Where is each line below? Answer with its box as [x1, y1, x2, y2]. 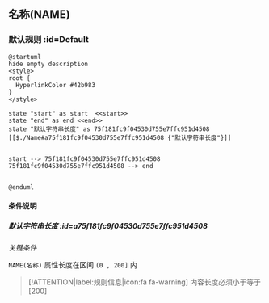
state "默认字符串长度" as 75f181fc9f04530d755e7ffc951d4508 [8, 124, 210, 133]
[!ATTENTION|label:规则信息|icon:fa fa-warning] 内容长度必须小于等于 [27, 277, 261, 287]
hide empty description [8, 60, 89, 68]
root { [8, 74, 31, 82]
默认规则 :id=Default [8, 34, 89, 45]
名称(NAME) [8, 7, 70, 22]
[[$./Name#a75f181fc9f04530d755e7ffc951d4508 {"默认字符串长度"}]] [8, 133, 232, 141]
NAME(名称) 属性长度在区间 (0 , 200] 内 [8, 260, 137, 270]
